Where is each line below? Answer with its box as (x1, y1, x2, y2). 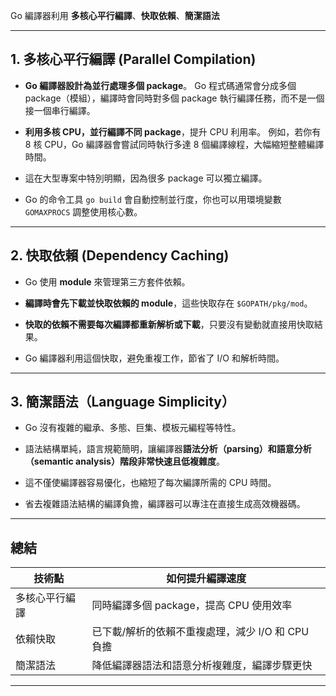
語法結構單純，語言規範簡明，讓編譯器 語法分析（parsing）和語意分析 (24, 443, 312, 455)
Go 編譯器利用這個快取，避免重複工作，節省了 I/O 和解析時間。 (24, 352, 285, 364)
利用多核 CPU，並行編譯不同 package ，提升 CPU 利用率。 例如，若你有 (24, 125, 322, 138)
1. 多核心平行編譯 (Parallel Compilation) (10, 51, 257, 68)
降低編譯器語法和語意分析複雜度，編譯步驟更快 (91, 659, 313, 673)
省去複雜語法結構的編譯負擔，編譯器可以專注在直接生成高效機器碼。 (24, 498, 306, 510)
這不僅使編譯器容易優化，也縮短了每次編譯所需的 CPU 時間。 (24, 477, 277, 489)
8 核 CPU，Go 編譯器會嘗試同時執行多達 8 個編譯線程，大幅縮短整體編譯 (24, 138, 325, 150)
